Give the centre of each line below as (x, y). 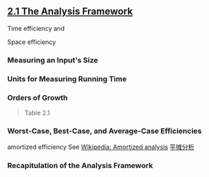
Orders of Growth (38, 97)
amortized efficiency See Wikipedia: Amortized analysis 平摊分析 (101, 147)
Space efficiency (32, 42)
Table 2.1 (37, 113)
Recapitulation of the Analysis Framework (80, 166)
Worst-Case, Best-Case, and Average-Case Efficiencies (104, 131)
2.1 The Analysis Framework (70, 12)
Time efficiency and (36, 28)
